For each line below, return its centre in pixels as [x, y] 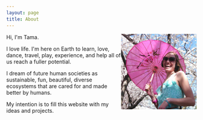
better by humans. [29, 92]
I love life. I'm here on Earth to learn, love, [58, 49]
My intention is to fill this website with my [57, 104]
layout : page [23, 13]
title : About [23, 19]
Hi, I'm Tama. [23, 37]
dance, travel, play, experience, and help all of [64, 55]
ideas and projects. [30, 110]
